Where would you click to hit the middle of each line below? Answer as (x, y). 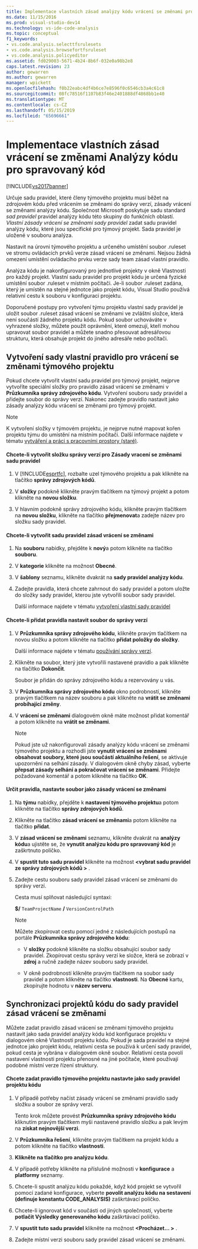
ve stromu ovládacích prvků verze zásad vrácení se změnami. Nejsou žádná (99, 253)
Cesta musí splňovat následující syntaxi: (63, 897)
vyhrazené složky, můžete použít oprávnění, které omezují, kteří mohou (93, 326)
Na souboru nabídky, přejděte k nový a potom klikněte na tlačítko (93, 548)
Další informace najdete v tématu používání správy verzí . (83, 651)
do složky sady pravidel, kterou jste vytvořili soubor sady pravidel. (95, 595)
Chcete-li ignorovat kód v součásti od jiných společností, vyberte (93, 1210)
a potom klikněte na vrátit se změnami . (62, 722)
